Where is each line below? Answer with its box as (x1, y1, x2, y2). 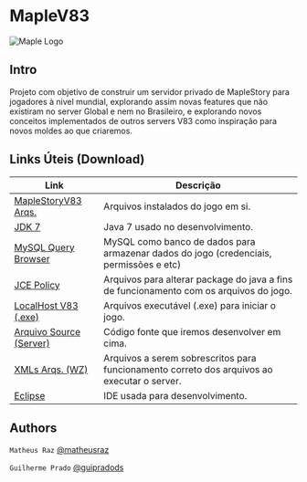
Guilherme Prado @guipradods (9, 462, 124, 473)
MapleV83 (9, 5, 90, 26)
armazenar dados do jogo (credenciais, (103, 246, 272, 259)
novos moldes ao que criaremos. (9, 125, 132, 136)
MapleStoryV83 (14, 194, 82, 206)
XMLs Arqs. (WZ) (14, 362, 89, 375)
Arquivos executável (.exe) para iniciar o (103, 299, 277, 311)
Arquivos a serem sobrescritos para (103, 351, 257, 364)
